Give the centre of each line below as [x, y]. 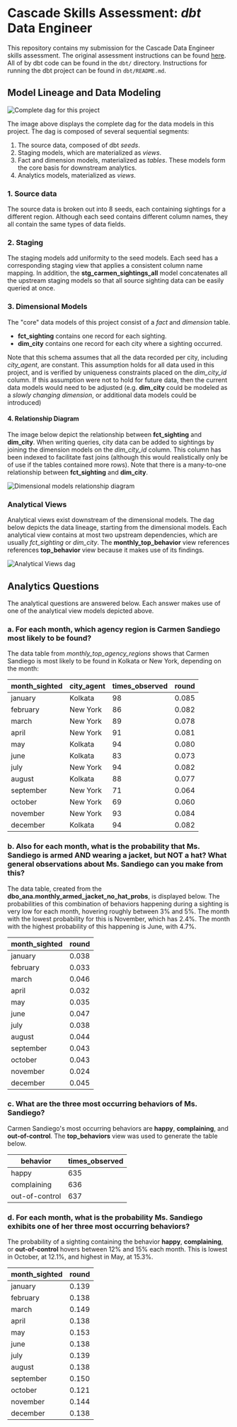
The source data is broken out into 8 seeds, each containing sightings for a [117, 209]
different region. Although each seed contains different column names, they [118, 217]
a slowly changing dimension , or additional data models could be [102, 395]
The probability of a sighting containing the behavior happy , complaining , [115, 1242]
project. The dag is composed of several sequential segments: [98, 131]
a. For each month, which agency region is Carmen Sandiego [114, 629]
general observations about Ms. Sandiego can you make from [115, 864]
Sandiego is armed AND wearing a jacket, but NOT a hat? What [117, 855]
